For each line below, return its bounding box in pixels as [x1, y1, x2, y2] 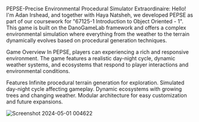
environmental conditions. [6, 68, 71, 74]
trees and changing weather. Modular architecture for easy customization [6, 92, 187, 99]
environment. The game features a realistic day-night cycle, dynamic [6, 55, 176, 62]
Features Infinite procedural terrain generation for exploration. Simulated [6, 79, 185, 86]
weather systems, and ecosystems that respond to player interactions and [6, 61, 189, 68]
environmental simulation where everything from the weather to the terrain [6, 30, 190, 38]
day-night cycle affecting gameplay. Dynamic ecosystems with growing [6, 86, 182, 92]
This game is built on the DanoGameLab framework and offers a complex [6, 24, 186, 31]
